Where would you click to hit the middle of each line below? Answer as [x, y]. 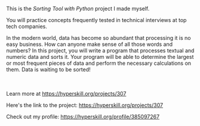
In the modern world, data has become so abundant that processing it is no [99, 38]
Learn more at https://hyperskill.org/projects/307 [66, 94]
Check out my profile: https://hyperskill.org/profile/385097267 [83, 116]
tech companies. [27, 26]
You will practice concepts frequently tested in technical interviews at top [96, 20]
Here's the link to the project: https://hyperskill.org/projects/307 [84, 105]
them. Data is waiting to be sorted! [48, 70]
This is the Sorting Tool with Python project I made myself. [78, 9]
